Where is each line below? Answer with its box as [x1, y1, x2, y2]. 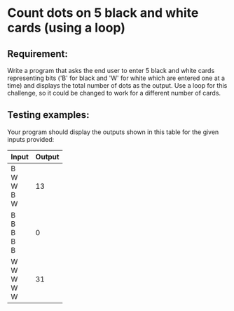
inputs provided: [7, 135, 55, 143]
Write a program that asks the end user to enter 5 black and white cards [7, 67, 215, 74]
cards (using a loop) [7, 20, 126, 36]
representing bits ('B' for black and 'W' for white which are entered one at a [7, 74, 226, 82]
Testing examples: [7, 109, 90, 121]
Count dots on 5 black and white [7, 5, 199, 21]
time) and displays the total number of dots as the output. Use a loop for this [7, 81, 228, 89]
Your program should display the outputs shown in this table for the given [7, 128, 219, 136]
